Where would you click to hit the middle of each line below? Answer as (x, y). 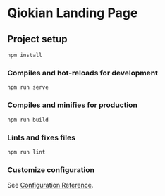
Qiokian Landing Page (73, 13)
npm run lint (26, 152)
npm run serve (28, 87)
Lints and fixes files (42, 137)
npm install (25, 55)
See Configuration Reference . (50, 185)
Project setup (38, 39)
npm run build (28, 120)
